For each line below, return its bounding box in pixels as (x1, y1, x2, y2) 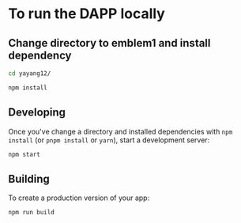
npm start (8, 150, 41, 158)
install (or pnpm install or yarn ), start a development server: (8, 135, 210, 145)
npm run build (8, 209, 55, 217)
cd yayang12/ (8, 70, 51, 77)
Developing (8, 106, 66, 119)
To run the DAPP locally (8, 5, 166, 23)
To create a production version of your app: (8, 193, 150, 202)
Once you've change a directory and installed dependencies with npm (8, 127, 233, 136)
